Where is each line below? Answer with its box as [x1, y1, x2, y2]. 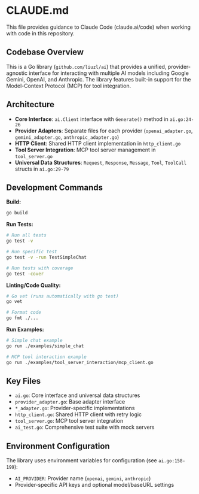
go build [6, 210, 28, 216]
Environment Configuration [6, 441, 110, 451]
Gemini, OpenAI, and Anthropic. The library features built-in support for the [6, 75, 191, 83]
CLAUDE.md [6, 4, 69, 17]
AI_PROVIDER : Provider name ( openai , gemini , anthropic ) [14, 475, 151, 482]
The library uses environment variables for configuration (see [6, 457, 157, 464]
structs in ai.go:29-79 [14, 165, 69, 172]
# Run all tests [6, 232, 47, 238]
